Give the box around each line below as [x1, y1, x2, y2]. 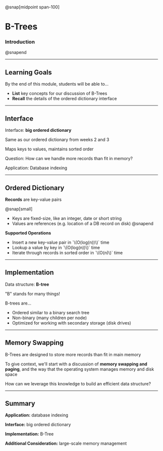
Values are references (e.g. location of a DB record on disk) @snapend [12, 220, 154, 226]
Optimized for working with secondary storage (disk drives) [12, 320, 131, 325]
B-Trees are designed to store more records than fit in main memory [5, 351, 141, 357]
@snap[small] [5, 206, 33, 212]
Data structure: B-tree [5, 281, 49, 287]
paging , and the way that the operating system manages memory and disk [5, 366, 154, 372]
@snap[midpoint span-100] [5, 4, 60, 10]
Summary [5, 399, 35, 408]
